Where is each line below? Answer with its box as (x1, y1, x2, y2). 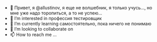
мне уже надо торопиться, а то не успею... (10, 10, 102, 16)
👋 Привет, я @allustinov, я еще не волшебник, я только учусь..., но (10, 5, 152, 10)
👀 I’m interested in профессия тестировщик (10, 15, 102, 21)
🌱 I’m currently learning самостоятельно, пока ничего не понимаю (10, 20, 152, 26)
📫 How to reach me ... (10, 31, 57, 37)
